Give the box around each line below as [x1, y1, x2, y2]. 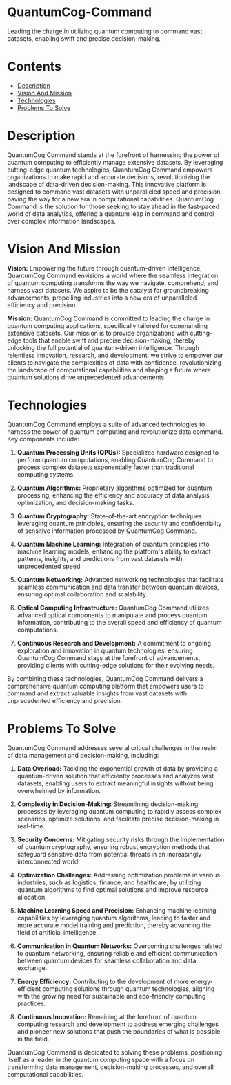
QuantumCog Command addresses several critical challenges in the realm [7, 743, 219, 751]
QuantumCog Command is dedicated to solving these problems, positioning [7, 1048, 223, 1056]
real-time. [17, 821, 46, 830]
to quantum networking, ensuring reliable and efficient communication [17, 949, 217, 957]
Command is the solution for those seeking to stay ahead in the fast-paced [7, 202, 220, 210]
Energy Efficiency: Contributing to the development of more [17, 977, 190, 985]
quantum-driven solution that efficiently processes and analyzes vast [17, 772, 214, 780]
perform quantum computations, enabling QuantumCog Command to [17, 455, 214, 464]
